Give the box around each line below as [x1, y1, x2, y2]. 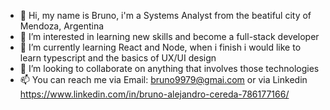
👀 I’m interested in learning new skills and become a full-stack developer [19, 31, 320, 42]
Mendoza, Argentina [19, 20, 105, 32]
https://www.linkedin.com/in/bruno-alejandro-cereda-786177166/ [19, 88, 290, 100]
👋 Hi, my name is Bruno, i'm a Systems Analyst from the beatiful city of [19, 10, 312, 21]
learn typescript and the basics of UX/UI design [19, 52, 217, 64]
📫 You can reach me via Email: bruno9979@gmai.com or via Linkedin [19, 74, 308, 85]
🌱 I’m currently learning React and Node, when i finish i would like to [19, 41, 302, 53]
